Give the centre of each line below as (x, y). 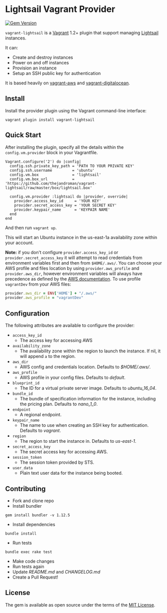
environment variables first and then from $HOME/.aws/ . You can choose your (83, 263)
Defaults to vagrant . (40, 431)
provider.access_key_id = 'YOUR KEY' (58, 201)
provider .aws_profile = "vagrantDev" (44, 298)
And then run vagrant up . (31, 228)
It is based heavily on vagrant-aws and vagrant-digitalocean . (68, 83)
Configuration (27, 313)
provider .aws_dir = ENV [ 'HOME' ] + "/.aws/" (51, 293)
